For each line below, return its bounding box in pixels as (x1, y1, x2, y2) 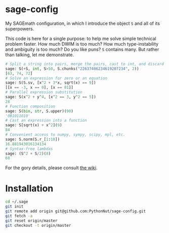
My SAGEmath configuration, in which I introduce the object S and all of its (5, 20, 160, 26)
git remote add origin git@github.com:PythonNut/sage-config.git (5, 209, 146, 214)
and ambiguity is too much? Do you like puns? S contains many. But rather (5, 46, 159, 52)
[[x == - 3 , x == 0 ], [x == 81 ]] (5, 85, 73, 90)
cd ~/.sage (5, 199, 28, 205)
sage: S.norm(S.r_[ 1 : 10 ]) (5, 137, 60, 142)
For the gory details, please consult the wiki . (5, 165, 98, 171)
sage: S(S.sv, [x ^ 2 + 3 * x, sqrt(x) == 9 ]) (5, 80, 96, 86)
